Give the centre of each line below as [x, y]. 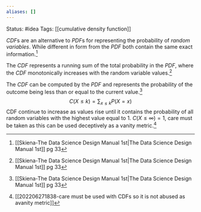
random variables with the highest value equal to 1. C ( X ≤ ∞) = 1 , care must [99, 118]
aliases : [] [21, 12]
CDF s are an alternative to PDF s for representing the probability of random [98, 40]
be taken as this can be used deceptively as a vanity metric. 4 [81, 125]
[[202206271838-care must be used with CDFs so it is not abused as [100, 196]
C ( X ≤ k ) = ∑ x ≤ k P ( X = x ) [100, 102]
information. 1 [22, 53]
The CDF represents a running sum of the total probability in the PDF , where [100, 66]
